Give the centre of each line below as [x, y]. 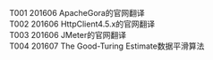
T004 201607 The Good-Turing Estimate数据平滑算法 [107, 46]
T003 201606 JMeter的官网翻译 [68, 35]
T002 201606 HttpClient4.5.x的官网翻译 [82, 24]
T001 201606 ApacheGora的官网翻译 [77, 13]
